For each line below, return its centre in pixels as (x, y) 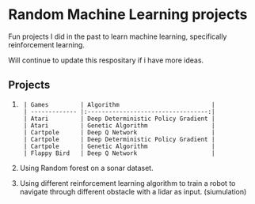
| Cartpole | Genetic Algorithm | (119, 146)
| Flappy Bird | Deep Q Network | (119, 153)
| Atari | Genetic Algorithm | (119, 125)
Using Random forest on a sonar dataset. (86, 168)
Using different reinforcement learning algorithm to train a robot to (127, 183)
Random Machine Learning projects (128, 15)
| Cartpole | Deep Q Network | (119, 132)
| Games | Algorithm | (119, 104)
